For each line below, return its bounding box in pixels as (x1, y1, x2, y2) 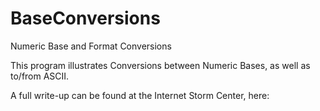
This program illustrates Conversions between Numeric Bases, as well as (10, 59, 311, 71)
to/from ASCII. (10, 70, 70, 82)
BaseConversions (10, 7, 161, 30)
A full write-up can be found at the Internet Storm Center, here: (10, 89, 270, 101)
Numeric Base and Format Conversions (10, 40, 172, 52)
